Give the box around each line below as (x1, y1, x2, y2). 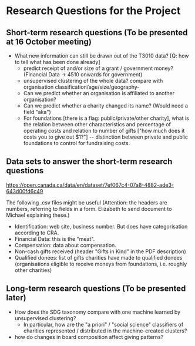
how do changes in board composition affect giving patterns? (14, 333, 164, 340)
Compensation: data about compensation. (14, 241, 116, 248)
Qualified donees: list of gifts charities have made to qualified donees (14, 254, 183, 261)
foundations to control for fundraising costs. (23, 140, 130, 146)
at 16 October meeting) (6, 36, 92, 46)
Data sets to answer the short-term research (6, 157, 173, 167)
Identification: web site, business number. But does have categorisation (14, 223, 188, 230)
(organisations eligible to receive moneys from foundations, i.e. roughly (14, 260, 187, 267)
